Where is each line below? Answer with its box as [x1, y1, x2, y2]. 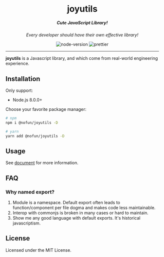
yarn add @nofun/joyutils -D [5, 134, 65, 138]
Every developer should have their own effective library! [26, 32, 139, 38]
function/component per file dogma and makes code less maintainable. [12, 205, 156, 210]
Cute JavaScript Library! [56, 19, 108, 25]
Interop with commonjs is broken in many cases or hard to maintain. [12, 210, 149, 216]
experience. [5, 61, 30, 67]
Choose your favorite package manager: [5, 106, 87, 112]
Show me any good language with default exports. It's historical [12, 215, 141, 221]
